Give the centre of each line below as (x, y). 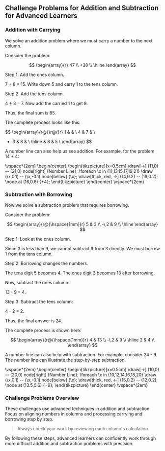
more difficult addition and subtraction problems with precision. (69, 444)
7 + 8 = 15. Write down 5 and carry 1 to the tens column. (62, 84)
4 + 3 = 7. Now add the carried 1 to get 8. (47, 103)
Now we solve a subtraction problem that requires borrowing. (67, 205)
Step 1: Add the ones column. (35, 75)
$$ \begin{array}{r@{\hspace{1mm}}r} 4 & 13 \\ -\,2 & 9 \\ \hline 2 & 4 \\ (82, 339)
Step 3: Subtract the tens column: (39, 301)
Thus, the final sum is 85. (31, 113)
